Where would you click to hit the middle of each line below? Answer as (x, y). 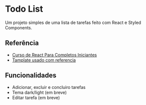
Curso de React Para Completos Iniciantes (55, 55)
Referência (22, 43)
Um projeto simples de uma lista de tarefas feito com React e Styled (73, 22)
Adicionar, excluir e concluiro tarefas (49, 87)
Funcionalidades (31, 75)
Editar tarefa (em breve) (36, 97)
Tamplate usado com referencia (44, 60)
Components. (19, 27)
